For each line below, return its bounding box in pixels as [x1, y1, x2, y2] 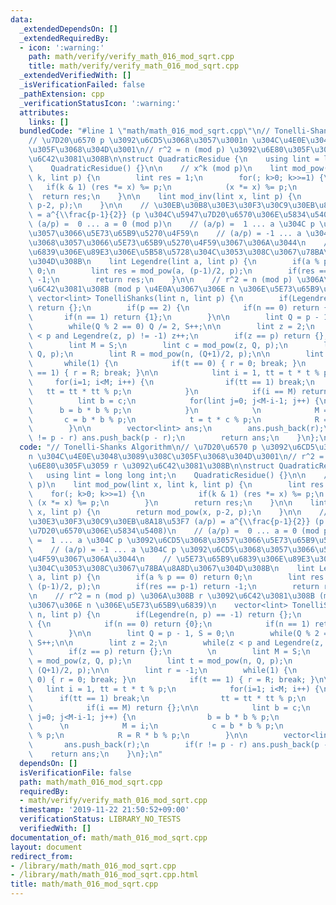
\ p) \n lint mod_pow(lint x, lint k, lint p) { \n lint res [28, 479, 325, 490]
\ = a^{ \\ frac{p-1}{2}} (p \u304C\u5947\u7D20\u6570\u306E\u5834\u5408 [28, 210, 333, 220]
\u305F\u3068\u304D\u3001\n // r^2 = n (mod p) [28, 145, 226, 155]
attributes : [19, 107, 70, 118]
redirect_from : [10, 851, 74, 861]
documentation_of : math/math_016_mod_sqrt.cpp [10, 832, 208, 843]
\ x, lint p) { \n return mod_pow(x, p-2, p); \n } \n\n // [28, 507, 329, 518]
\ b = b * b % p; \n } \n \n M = [28, 405, 329, 415]
